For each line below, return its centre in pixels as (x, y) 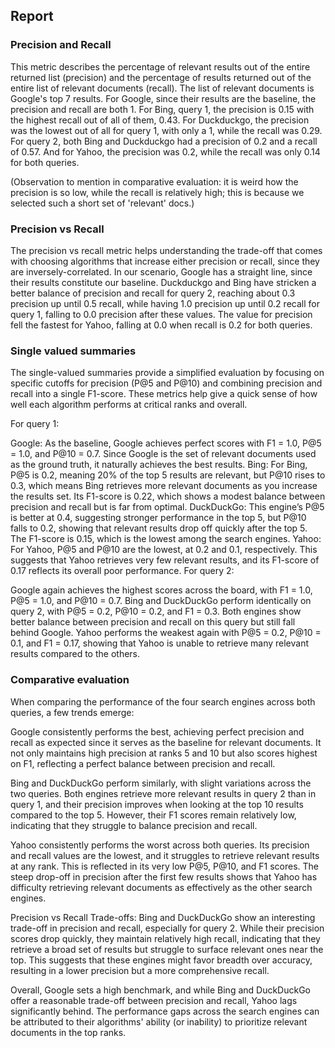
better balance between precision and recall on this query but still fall (153, 622)
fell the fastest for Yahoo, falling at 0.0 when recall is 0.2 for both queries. (161, 325)
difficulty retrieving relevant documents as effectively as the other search (161, 887)
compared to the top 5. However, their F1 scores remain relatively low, (153, 815)
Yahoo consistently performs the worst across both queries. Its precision (160, 845)
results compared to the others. (75, 654)
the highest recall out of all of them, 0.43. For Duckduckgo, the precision (160, 120)
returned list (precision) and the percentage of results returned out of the (161, 77)
